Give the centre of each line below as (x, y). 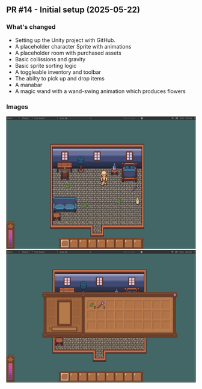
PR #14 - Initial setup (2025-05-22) (73, 10)
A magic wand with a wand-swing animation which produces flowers (100, 91)
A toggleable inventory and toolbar (58, 72)
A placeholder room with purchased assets (68, 53)
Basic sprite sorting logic (46, 65)
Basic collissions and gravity (50, 59)
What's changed (31, 27)
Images (17, 106)
